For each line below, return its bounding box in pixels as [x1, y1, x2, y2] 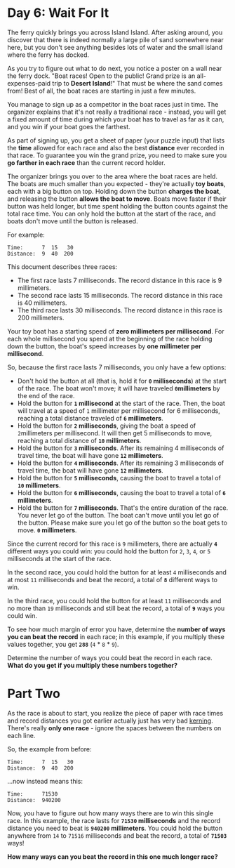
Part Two [7, 686, 61, 702]
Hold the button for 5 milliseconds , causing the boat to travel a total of [17, 473, 221, 482]
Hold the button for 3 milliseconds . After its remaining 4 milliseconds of [17, 444, 224, 452]
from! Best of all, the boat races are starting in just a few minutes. [7, 86, 196, 95]
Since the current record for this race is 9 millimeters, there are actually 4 [7, 539, 217, 548]
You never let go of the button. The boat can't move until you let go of [17, 511, 220, 519]
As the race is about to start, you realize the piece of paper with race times [7, 709, 223, 717]
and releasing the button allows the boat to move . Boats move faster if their [7, 195, 227, 203]
